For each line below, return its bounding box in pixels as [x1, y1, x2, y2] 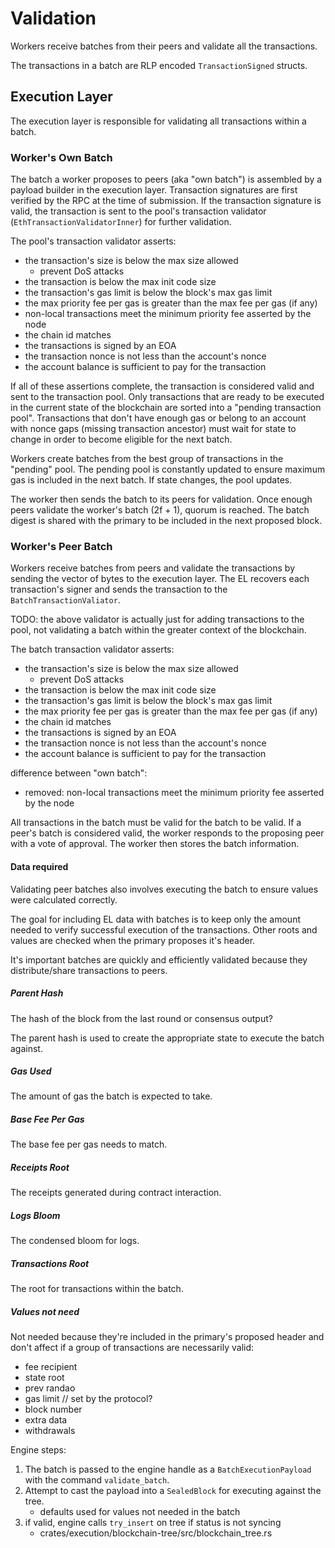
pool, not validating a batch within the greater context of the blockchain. [10, 624, 307, 636]
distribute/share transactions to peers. [10, 964, 168, 976]
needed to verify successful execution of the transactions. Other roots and [10, 923, 318, 936]
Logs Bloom [10, 1210, 61, 1222]
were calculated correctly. [10, 893, 118, 906]
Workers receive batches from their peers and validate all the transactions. [10, 40, 318, 52]
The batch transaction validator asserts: [10, 643, 175, 656]
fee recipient [24, 1361, 78, 1373]
